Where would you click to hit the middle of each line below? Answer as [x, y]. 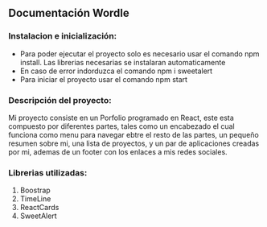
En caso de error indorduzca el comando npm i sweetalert [116, 71]
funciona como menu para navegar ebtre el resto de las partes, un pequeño [133, 134]
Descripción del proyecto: [60, 100]
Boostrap [35, 190]
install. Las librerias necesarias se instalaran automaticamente [123, 62]
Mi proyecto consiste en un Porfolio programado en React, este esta [121, 118]
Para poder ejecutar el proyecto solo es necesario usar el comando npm [140, 54]
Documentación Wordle [69, 13]
